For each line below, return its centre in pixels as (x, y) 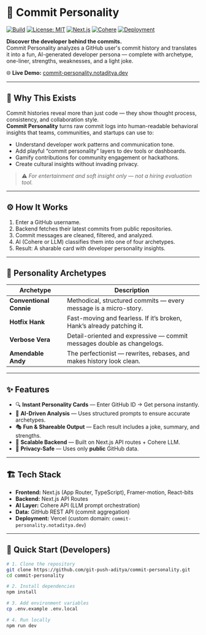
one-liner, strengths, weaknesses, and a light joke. (70, 61)
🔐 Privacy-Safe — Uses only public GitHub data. (77, 449)
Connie (20, 308)
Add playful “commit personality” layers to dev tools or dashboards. (101, 151)
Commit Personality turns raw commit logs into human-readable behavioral (102, 126)
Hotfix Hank (27, 322)
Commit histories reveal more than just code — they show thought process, (102, 113)
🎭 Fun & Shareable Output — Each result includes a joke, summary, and (107, 427)
